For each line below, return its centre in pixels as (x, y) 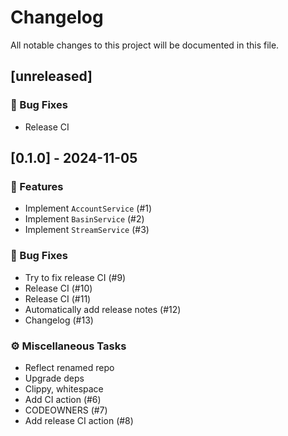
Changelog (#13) (59, 320)
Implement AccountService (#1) (88, 208)
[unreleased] (51, 76)
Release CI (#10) (58, 288)
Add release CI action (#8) (79, 420)
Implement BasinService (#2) (84, 219)
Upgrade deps (54, 378)
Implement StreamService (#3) (87, 230)
